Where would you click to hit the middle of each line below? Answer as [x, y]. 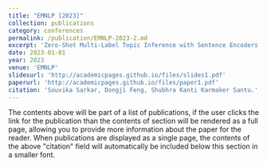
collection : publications [51, 23]
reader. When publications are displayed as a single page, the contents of [129, 138]
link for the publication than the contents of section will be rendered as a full [133, 121]
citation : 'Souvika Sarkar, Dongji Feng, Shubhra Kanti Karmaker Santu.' [133, 90]
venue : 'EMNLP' [33, 68]
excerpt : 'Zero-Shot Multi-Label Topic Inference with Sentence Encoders [133, 45]
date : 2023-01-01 [37, 53]
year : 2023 [26, 61]
